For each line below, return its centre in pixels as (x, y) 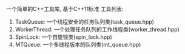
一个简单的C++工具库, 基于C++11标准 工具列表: (65, 9)
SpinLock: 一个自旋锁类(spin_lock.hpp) (63, 37)
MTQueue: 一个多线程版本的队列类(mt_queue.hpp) (78, 45)
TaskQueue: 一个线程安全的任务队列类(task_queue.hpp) (85, 22)
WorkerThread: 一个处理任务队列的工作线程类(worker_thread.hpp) (97, 29)
